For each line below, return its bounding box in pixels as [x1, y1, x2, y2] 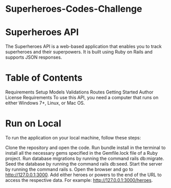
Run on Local [5, 118, 61, 129]
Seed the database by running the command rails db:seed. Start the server [5, 161, 162, 167]
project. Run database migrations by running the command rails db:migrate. [5, 155, 164, 161]
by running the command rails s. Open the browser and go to [5, 167, 134, 172]
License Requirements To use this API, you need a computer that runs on [5, 95, 159, 101]
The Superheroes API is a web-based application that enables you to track [5, 43, 162, 50]
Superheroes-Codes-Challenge [5, 3, 142, 15]
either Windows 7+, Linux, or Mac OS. [5, 100, 85, 106]
